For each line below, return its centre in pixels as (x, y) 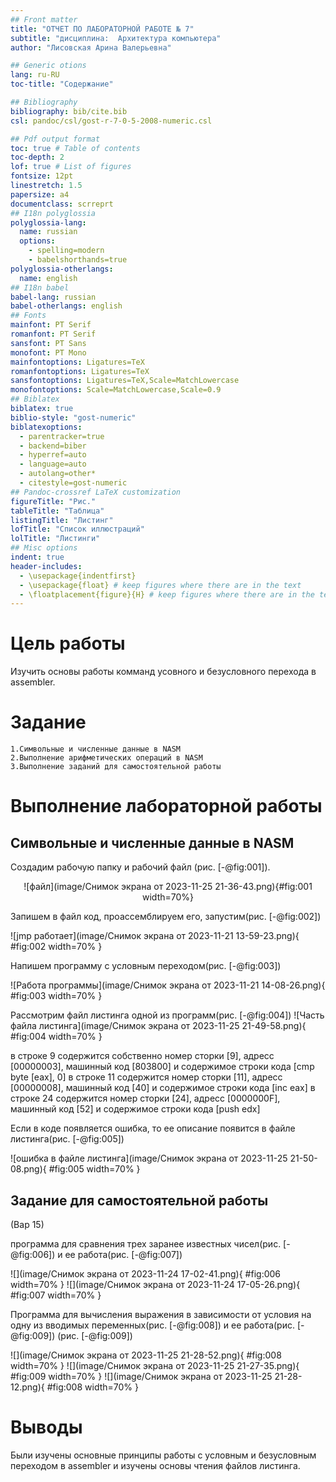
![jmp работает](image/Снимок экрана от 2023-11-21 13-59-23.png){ (155, 936)
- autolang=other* (58, 474)
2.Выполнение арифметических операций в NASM (106, 758)
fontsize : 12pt (42, 176)
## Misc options (44, 548)
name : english (48, 278)
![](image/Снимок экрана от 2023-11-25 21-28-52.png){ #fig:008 (146, 1355)
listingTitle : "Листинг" (62, 520)
